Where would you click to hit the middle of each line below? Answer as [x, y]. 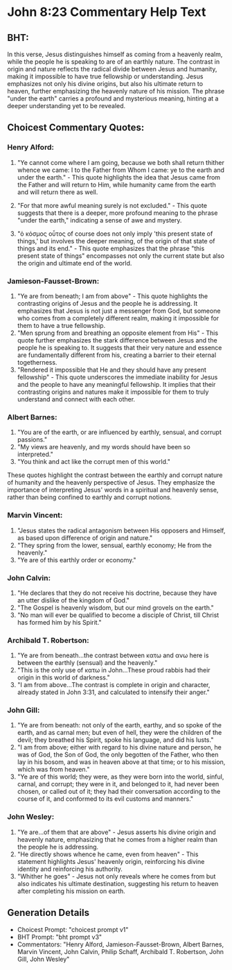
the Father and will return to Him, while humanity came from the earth [116, 184]
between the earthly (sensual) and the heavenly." [87, 663]
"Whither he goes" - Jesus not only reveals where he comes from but [116, 876]
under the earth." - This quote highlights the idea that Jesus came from [118, 177]
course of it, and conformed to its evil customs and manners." [105, 799]
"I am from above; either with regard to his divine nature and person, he [119, 747]
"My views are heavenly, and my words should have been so [104, 447]
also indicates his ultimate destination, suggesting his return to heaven [118, 883]
